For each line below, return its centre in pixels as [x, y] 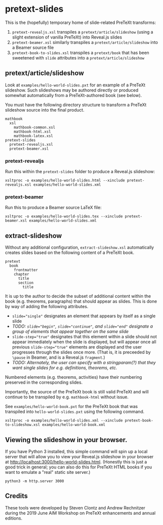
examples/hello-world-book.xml [74, 425]
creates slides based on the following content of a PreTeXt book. [70, 253]
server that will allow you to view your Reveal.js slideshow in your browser [79, 456]
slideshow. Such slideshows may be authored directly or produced [72, 90]
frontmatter [26, 270]
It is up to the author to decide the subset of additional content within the [78, 296]
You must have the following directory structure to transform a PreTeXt [76, 105]
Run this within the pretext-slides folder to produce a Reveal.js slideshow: [80, 172]
